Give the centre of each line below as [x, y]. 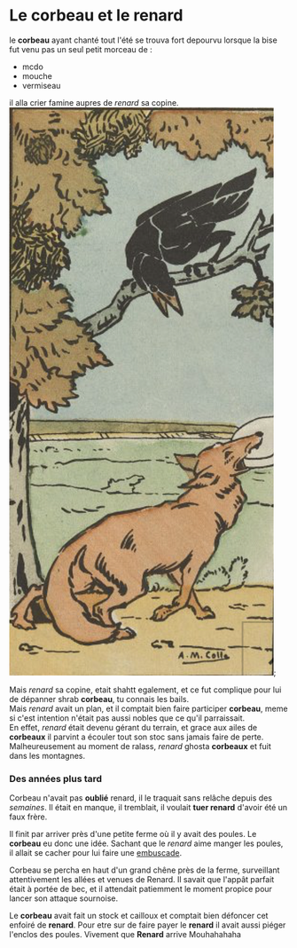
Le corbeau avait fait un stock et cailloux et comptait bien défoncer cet [139, 916]
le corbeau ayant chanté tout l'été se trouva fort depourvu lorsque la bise [143, 40]
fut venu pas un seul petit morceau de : [81, 49]
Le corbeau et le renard [96, 16]
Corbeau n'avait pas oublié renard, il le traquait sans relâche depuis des [141, 798]
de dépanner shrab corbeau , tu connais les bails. [99, 699]
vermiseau [41, 85]
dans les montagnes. [47, 755]
